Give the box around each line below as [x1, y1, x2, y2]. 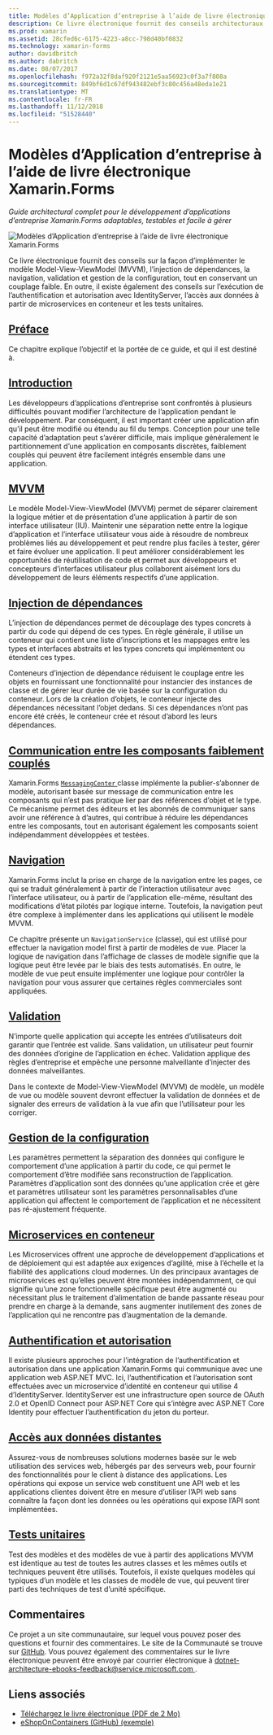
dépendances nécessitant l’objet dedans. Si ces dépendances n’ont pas [8, 703, 249, 713]
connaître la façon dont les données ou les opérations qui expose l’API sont [8, 1495, 260, 1506]
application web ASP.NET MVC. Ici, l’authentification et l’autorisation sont [8, 1373, 253, 1383]
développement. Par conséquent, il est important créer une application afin [8, 415, 260, 425]
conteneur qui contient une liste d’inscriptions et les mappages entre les [8, 636, 250, 645]
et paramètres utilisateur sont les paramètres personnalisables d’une [8, 1187, 238, 1197]
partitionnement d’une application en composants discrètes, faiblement [8, 441, 247, 451]
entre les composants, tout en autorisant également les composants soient [8, 821, 258, 831]
